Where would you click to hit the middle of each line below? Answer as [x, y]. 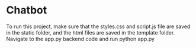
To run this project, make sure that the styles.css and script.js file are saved [98, 26]
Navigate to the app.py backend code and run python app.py [81, 39]
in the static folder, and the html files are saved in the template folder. [91, 32]
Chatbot [27, 10]
